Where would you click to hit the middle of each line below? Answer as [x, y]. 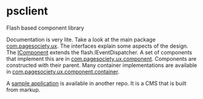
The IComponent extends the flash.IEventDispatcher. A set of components [99, 52]
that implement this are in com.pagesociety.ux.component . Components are [101, 59]
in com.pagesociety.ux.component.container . [63, 71]
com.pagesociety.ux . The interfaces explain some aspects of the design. [97, 46]
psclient [27, 11]
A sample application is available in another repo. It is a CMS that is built [96, 83]
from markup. [23, 89]
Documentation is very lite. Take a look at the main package [81, 39]
